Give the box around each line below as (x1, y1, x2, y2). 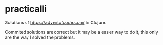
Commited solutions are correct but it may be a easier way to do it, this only (5, 29, 158, 35)
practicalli (5, 3, 47, 15)
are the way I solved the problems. (5, 34, 75, 40)
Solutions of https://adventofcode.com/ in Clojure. (5, 20, 107, 25)
